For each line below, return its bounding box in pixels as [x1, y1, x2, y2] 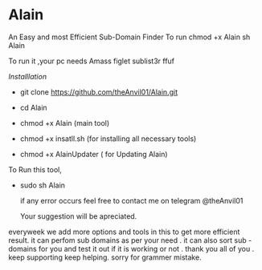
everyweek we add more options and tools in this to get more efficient [8, 227, 240, 236]
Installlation [8, 71, 47, 81]
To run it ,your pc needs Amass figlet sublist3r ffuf [8, 56, 175, 66]
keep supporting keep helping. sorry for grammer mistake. [8, 252, 203, 262]
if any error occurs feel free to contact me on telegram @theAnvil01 [19, 195, 244, 205]
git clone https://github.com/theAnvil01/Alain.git [19, 87, 178, 97]
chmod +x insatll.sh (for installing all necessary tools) [19, 134, 197, 143]
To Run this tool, [8, 164, 63, 174]
